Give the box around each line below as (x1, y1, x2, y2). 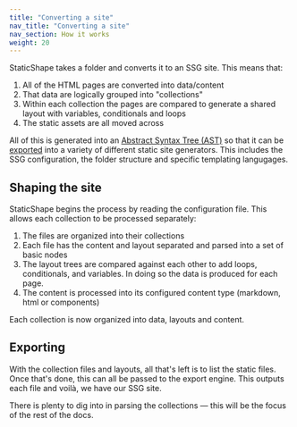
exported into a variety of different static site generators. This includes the (9, 145, 284, 155)
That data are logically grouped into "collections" (21, 89, 203, 100)
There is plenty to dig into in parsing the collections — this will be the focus (9, 399, 286, 411)
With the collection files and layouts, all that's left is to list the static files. (9, 364, 276, 374)
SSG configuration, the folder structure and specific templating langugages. (9, 154, 289, 165)
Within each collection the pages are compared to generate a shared (21, 99, 276, 110)
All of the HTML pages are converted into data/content (21, 80, 225, 90)
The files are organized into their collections (21, 230, 185, 241)
